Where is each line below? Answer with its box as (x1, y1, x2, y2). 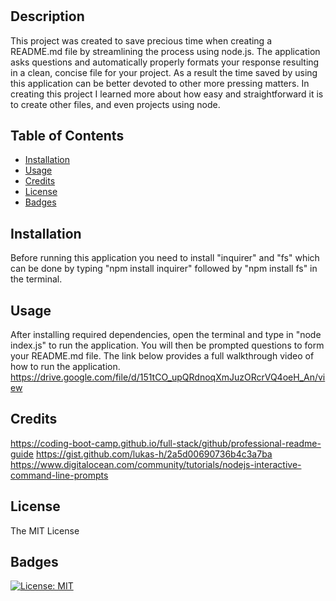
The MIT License (10, 524, 80, 537)
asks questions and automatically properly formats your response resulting (10, 56, 320, 68)
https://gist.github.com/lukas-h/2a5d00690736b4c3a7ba (35, 448, 273, 460)
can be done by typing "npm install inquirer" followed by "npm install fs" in (10, 263, 318, 275)
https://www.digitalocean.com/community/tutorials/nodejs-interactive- (10, 458, 302, 470)
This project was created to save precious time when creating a (10, 34, 273, 47)
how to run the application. (10, 361, 121, 373)
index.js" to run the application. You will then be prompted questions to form (10, 339, 325, 352)
